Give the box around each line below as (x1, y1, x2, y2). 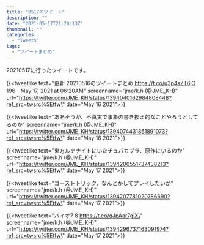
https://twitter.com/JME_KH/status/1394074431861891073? (18, 127, 168, 135)
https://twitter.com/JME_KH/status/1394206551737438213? (18, 160, 169, 167)
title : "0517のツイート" (6, 9, 65, 15)
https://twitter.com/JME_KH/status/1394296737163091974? (18, 225, 169, 233)
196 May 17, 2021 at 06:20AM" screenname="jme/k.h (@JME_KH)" (6, 87, 178, 94)
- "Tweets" (12, 37, 40, 43)
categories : (6, 32, 37, 38)
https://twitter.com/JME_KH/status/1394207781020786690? (18, 192, 170, 200)
